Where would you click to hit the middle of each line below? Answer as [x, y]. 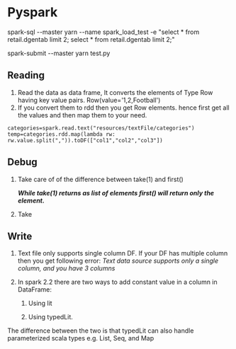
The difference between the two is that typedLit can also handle [101, 331]
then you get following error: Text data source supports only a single [118, 261]
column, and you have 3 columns [66, 268]
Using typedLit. [50, 317]
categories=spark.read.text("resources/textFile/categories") [101, 128]
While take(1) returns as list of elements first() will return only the [116, 193]
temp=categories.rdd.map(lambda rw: [61, 134]
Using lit [40, 303]
